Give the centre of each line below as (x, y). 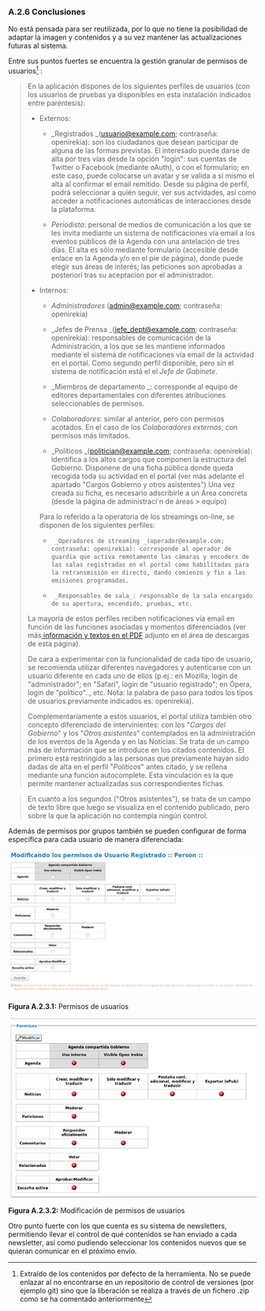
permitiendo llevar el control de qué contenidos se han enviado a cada (123, 1234)
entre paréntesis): (56, 103)
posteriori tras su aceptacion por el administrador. (132, 274)
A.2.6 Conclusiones (47, 12)
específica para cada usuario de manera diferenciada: (96, 839)
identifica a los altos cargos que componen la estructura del (149, 459)
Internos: (54, 290)
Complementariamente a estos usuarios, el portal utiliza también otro (140, 716)
